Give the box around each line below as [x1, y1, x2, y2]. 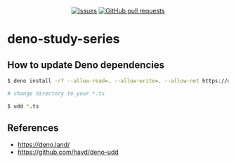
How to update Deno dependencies [7, 59, 165, 71]
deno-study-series [7, 31, 121, 47]
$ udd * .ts [7, 102, 39, 110]
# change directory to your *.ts [7, 90, 105, 97]
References [7, 122, 59, 134]
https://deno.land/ [17, 141, 70, 149]
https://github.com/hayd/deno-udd [17, 148, 119, 157]
